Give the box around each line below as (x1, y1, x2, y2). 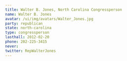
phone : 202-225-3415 (5, 39, 48, 44)
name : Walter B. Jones (5, 12, 52, 17)
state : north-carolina (5, 26, 52, 30)
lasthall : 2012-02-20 (5, 35, 50, 40)
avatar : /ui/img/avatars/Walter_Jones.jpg (5, 16, 94, 21)
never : (5, 44, 19, 49)
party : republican (5, 21, 43, 26)
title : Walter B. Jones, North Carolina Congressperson (5, 7, 122, 12)
